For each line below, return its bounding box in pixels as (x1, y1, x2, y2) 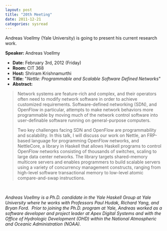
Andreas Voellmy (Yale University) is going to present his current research (5, 35, 158, 41)
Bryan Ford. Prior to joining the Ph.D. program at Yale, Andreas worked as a (5, 205, 163, 211)
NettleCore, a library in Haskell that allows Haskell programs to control (17, 143, 162, 149)
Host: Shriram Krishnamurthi (12, 71, 72, 77)
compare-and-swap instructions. (17, 175, 86, 181)
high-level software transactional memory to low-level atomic (17, 170, 144, 176)
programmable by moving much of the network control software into (17, 112, 158, 118)
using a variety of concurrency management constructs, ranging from (17, 164, 161, 170)
